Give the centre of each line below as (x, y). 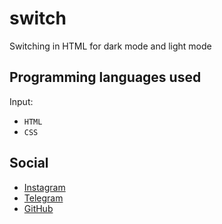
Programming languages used (105, 77)
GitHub (38, 208)
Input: (21, 101)
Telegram (43, 198)
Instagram (44, 187)
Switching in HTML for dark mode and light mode (110, 46)
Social (29, 163)
